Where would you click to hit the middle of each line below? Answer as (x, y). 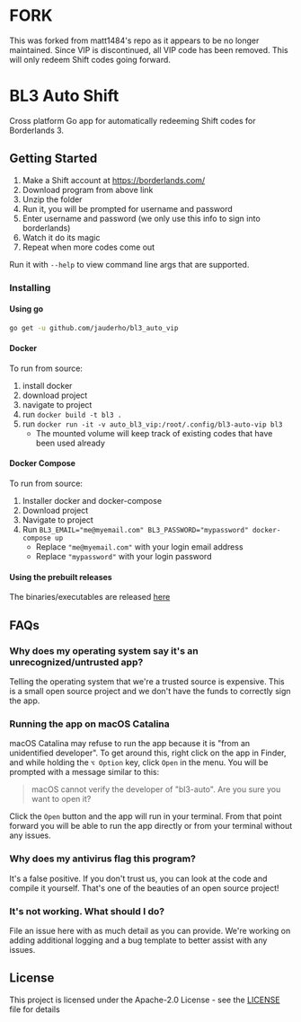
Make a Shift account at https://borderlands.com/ (114, 180)
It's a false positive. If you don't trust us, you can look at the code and (138, 878)
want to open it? (61, 799)
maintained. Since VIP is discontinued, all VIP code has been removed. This (149, 49)
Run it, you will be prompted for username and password (128, 208)
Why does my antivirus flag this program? (102, 859)
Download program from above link (88, 189)
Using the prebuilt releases (61, 577)
